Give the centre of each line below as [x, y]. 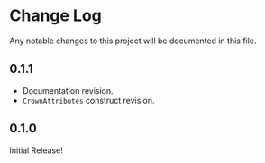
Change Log [55, 16]
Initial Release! [36, 150]
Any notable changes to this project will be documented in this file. [133, 41]
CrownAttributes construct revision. [88, 100]
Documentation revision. [68, 90]
